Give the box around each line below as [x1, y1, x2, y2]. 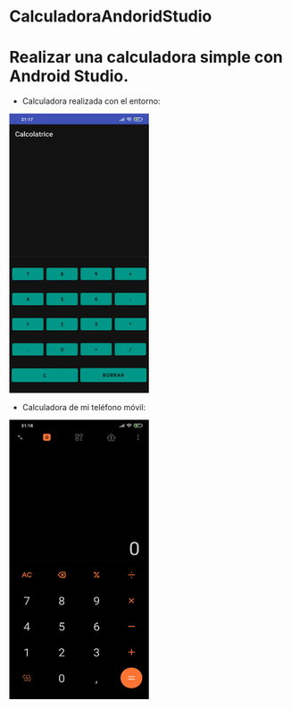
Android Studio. [9, 66, 129, 87]
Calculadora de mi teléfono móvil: [21, 402, 146, 413]
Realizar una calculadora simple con [9, 47, 284, 68]
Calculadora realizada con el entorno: [21, 96, 161, 106]
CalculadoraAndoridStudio [9, 6, 212, 27]
